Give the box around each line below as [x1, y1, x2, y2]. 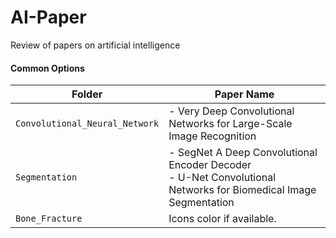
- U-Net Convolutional [168, 171, 277, 185]
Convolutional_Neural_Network [15, 118, 160, 130]
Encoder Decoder [168, 158, 252, 172]
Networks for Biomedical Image [168, 183, 317, 197]
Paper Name [214, 87, 275, 101]
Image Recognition [168, 129, 257, 143]
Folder [71, 87, 103, 101]
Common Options [10, 62, 85, 74]
